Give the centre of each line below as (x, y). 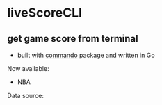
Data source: (25, 96)
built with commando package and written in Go (86, 55)
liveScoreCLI (44, 13)
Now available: (29, 68)
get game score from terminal (73, 39)
